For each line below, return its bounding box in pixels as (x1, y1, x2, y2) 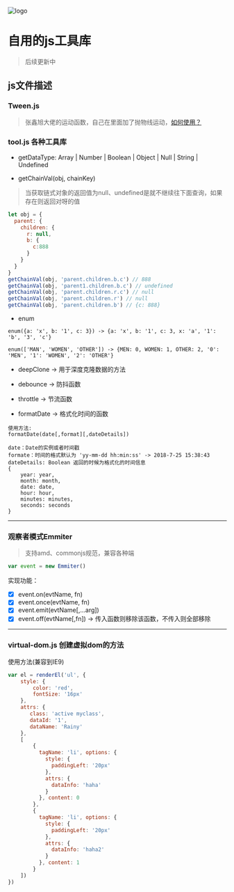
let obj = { (8, 211, 42, 218)
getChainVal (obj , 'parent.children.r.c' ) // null (8, 289, 155, 296)
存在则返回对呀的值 (24, 197, 81, 205)
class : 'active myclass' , (29, 710, 105, 717)
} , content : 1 (38, 859, 80, 866)
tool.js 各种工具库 (8, 136, 67, 146)
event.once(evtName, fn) (17, 598, 90, 607)
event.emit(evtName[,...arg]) (17, 606, 99, 614)
